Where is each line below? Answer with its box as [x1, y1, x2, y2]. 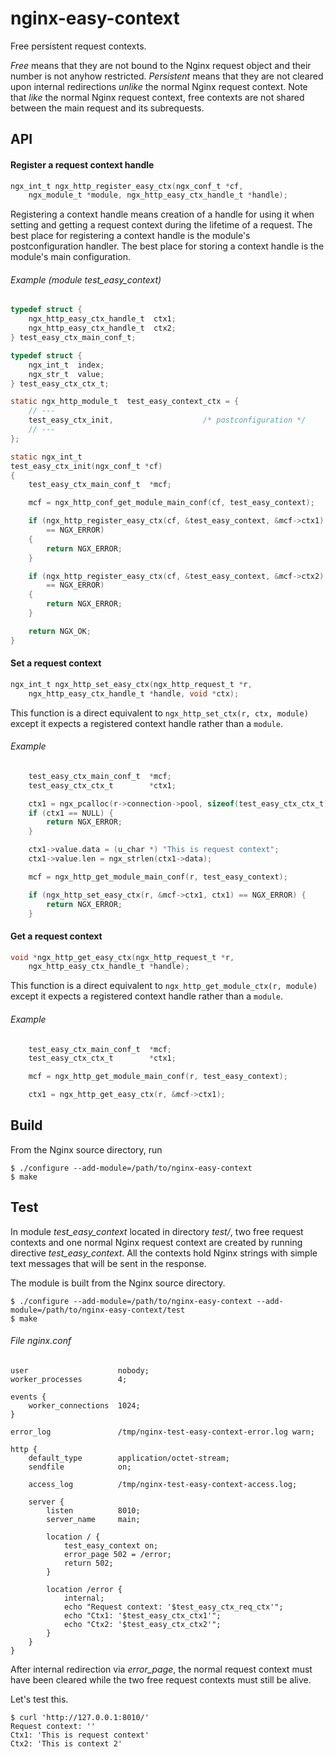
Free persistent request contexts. [10, 40, 147, 52]
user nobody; [10, 1365, 150, 1376]
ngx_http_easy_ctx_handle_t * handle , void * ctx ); [28, 688, 240, 699]
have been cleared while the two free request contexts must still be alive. [10, 1673, 312, 1686]
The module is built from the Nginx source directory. [10, 1277, 226, 1289]
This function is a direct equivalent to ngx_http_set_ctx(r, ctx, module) [10, 707, 309, 719]
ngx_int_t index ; [28, 360, 105, 370]
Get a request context [10, 930, 103, 942]
